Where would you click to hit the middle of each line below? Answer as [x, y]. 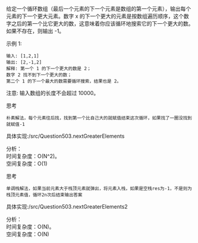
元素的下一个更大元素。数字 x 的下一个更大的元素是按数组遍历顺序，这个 [95, 16]
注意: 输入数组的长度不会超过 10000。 [53, 93]
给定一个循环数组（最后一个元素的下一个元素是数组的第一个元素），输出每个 [99, 9]
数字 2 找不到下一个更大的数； [39, 75]
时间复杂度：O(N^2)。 [33, 156]
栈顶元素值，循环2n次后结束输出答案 [44, 195]
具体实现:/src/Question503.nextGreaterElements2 [67, 206]
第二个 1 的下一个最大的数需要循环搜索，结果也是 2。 [64, 81]
